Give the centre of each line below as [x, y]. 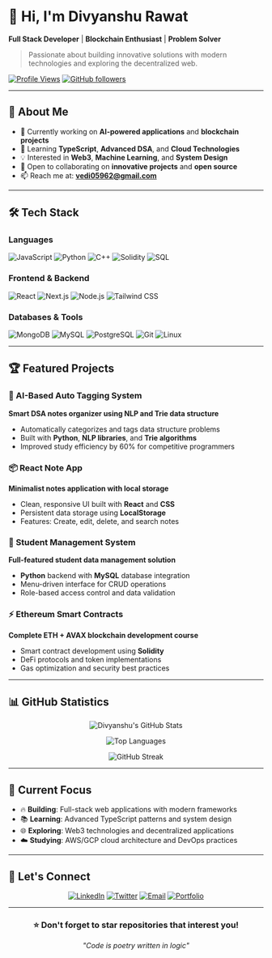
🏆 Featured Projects [62, 369]
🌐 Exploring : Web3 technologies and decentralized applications [127, 831]
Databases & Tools [46, 317]
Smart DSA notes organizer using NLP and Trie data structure [114, 413]
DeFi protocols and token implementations [91, 659]
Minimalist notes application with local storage [89, 488]
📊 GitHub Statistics [59, 702]
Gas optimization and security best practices [95, 668]
